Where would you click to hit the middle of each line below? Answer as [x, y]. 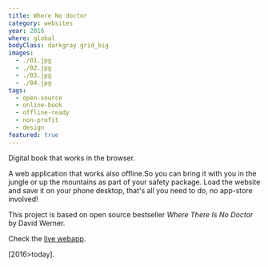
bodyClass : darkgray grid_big [59, 46]
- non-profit [37, 120]
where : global [32, 38]
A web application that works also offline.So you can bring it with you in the [132, 173]
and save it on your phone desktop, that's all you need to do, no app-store [131, 190]
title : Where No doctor [48, 16]
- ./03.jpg [34, 75]
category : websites [41, 23]
